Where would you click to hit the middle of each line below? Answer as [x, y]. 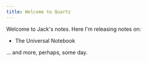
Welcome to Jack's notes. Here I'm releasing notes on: [74, 29]
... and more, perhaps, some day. [47, 52]
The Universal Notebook [45, 40]
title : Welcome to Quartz [38, 12]
